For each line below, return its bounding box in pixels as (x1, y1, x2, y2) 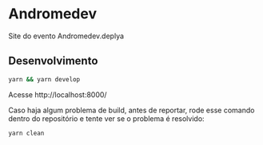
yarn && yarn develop (8, 75, 81, 84)
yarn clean (8, 129, 45, 137)
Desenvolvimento (8, 54, 98, 68)
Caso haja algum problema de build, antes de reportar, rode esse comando (8, 105, 255, 115)
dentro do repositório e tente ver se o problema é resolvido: (8, 113, 205, 123)
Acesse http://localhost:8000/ (8, 89, 107, 100)
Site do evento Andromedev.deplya (8, 31, 125, 41)
